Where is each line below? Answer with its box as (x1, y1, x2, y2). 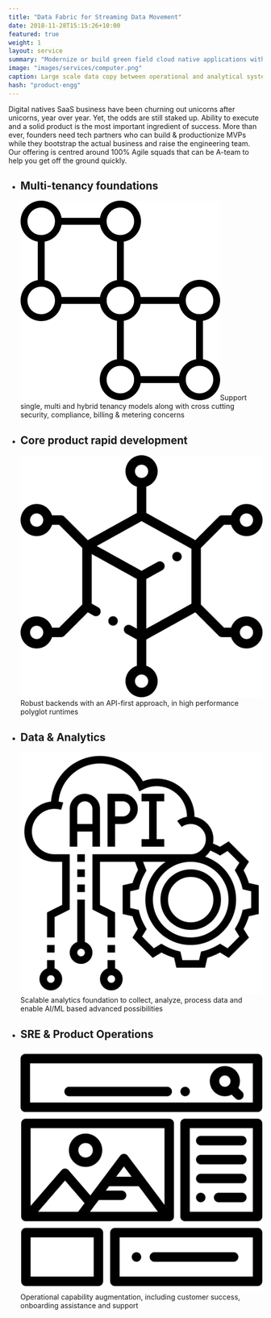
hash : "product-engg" (8, 81, 81, 89)
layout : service (8, 47, 63, 56)
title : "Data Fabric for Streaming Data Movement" (8, 13, 182, 21)
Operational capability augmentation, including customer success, (19, 1292, 240, 1302)
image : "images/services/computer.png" (8, 65, 143, 73)
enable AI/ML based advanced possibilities (19, 1004, 164, 1014)
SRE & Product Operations (19, 1027, 154, 1041)
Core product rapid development (19, 433, 188, 447)
